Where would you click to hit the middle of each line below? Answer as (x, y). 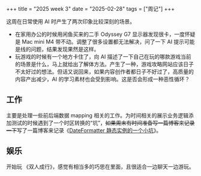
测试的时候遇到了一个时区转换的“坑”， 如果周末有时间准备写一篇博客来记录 (103, 123)
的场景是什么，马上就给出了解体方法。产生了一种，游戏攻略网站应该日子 (104, 64)
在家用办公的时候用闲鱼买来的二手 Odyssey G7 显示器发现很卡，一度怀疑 (105, 34)
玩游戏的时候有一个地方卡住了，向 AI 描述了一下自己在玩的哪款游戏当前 (103, 57)
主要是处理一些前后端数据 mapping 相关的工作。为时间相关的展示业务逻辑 (97, 115)
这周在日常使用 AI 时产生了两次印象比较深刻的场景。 (71, 22)
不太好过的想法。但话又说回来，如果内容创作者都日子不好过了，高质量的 (104, 72)
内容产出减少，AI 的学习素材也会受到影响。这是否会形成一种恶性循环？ (102, 79)
